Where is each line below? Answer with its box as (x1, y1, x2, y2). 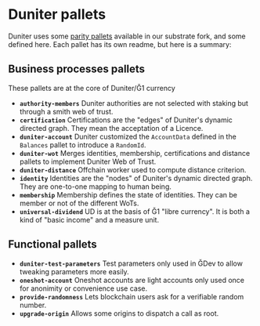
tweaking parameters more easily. (19, 266, 129, 276)
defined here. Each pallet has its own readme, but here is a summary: (8, 39, 232, 49)
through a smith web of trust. (19, 107, 114, 116)
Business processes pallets (8, 63, 146, 76)
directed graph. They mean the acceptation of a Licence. (19, 123, 204, 132)
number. (19, 300, 47, 310)
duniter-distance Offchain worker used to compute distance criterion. (19, 165, 247, 174)
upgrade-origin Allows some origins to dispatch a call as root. (19, 308, 219, 318)
